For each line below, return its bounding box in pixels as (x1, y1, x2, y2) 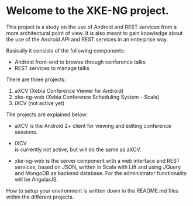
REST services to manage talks (14, 64, 89, 71)
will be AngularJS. (14, 176, 58, 183)
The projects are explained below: (6, 111, 88, 118)
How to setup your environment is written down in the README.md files (6, 187, 179, 194)
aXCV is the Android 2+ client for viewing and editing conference (14, 122, 171, 129)
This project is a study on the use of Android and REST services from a (6, 23, 177, 30)
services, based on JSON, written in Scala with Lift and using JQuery (14, 163, 181, 170)
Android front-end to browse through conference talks (14, 58, 146, 65)
